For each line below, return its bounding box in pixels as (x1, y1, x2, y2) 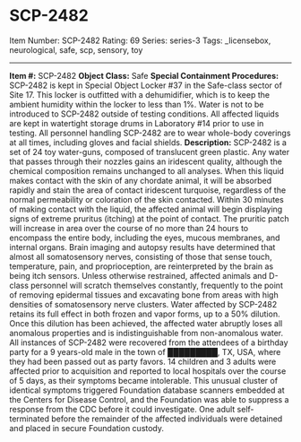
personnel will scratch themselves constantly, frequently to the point (30, 280, 284, 290)
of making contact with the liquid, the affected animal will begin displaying (9, 204, 283, 214)
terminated (9, 413, 50, 424)
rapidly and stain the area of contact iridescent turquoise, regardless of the (9, 185, 287, 195)
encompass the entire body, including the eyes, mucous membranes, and (9, 232, 280, 243)
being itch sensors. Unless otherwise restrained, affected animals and (9, 270, 267, 281)
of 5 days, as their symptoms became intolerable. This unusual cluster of (9, 375, 279, 386)
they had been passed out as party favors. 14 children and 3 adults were (9, 356, 277, 367)
